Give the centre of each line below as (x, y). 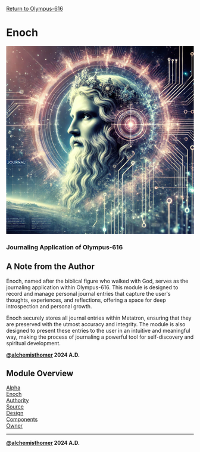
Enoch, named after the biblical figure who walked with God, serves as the (97, 281)
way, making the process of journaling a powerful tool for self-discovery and (100, 337)
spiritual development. (34, 343)
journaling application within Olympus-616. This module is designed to (92, 287)
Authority (18, 400)
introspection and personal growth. (49, 306)
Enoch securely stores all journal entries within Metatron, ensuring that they (99, 318)
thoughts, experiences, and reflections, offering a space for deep (86, 300)
